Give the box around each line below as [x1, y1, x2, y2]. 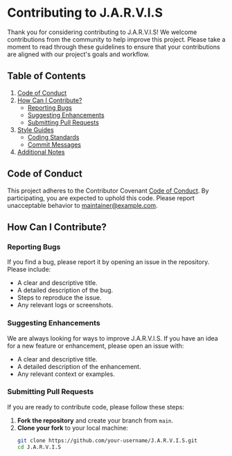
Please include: [7, 266, 51, 274]
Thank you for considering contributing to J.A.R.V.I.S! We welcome [7, 28, 197, 36]
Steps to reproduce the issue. [17, 293, 102, 302]
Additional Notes [17, 147, 65, 156]
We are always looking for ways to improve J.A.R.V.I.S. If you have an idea [7, 334, 218, 342]
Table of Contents [7, 70, 87, 82]
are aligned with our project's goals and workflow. [7, 50, 150, 58]
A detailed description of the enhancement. [17, 362, 141, 370]
